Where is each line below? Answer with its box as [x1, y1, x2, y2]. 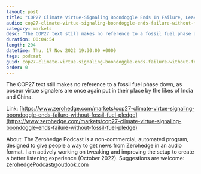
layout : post [6, 8, 39, 15]
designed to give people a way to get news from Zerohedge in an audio [6, 142, 182, 149]
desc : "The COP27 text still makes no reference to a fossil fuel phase [6, 31, 191, 37]
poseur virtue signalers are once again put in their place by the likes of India [6, 87, 193, 94]
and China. [6, 93, 33, 100]
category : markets [6, 25, 52, 32]
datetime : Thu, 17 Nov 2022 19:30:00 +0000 [6, 48, 117, 54]
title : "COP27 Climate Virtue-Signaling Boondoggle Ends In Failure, [6, 14, 184, 20]
